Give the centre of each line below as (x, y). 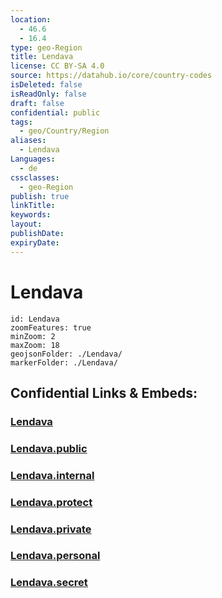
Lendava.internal (52, 475)
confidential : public (55, 112)
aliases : (28, 141)
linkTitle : (33, 206)
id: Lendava (35, 319)
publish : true (40, 196)
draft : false (37, 103)
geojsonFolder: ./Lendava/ (66, 354)
